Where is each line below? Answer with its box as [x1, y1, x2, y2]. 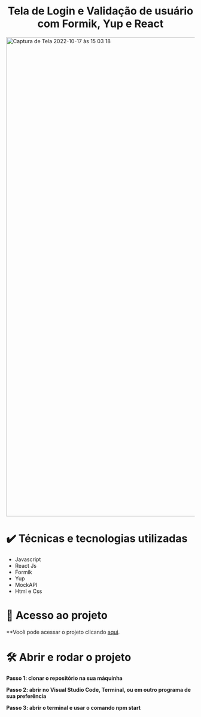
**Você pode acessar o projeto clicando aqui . [6, 628, 120, 635]
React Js [14, 562, 37, 569]
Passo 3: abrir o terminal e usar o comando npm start [6, 704, 141, 711]
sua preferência [6, 692, 47, 700]
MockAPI [14, 581, 38, 588]
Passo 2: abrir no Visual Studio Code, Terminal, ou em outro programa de [6, 686, 191, 693]
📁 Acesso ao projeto [6, 608, 108, 622]
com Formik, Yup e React [37, 17, 164, 31]
